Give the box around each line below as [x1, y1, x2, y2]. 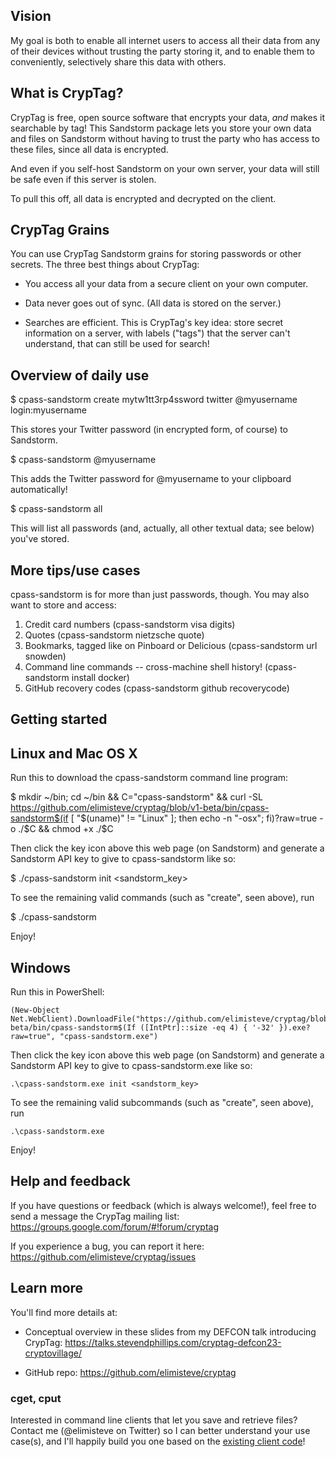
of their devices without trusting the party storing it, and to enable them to [10, 45, 315, 57]
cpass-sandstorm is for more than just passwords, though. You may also [10, 589, 310, 601]
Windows [10, 959, 71, 976]
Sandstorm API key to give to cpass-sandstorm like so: [10, 853, 237, 865]
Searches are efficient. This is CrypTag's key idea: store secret [24, 317, 284, 329]
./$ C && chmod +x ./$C [18, 823, 114, 835]
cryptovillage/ [24, 1347, 82, 1359]
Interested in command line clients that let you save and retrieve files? [10, 1414, 298, 1426]
